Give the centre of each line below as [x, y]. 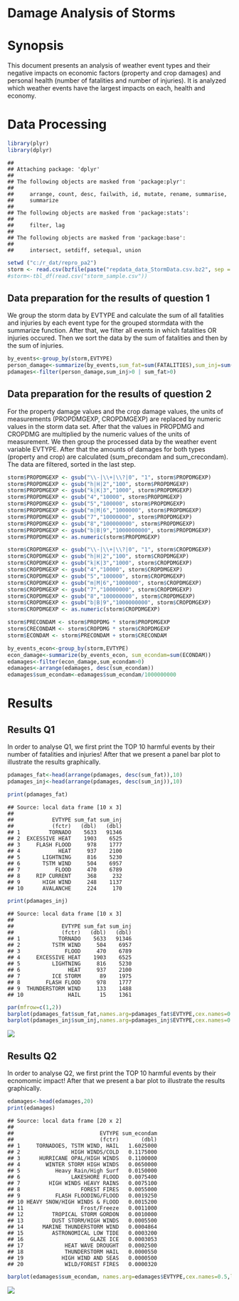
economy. [22, 96]
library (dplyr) [30, 150]
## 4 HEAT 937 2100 [65, 851]
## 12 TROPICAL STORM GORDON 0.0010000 [83, 1214]
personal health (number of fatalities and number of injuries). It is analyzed [117, 81]
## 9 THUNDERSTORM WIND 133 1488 [70, 988]
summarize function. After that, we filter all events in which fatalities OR [112, 331]
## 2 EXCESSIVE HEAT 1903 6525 [65, 839]
